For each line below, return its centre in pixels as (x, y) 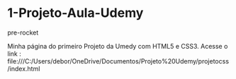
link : (14, 54)
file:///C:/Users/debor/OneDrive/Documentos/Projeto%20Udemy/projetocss (118, 61)
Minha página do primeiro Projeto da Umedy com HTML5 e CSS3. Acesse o (118, 46)
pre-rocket (23, 32)
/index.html (24, 68)
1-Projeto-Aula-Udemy (75, 13)
